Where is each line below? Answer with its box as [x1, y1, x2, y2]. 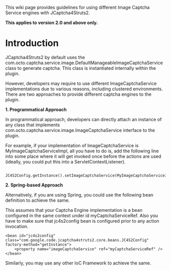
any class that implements [5, 122, 60, 128]
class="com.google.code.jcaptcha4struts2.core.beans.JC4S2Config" [5, 237, 149, 242]
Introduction [5, 38, 59, 49]
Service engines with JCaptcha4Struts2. [5, 10, 90, 16]
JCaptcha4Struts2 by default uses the [5, 54, 85, 60]
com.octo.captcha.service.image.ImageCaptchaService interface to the [5, 127, 155, 133]
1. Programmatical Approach [5, 106, 67, 113]
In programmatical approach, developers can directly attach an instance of [5, 116, 162, 122]
